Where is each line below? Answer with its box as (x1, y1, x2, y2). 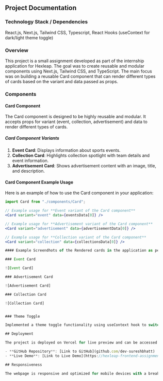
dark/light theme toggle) (5, 35, 53, 40)
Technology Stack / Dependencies (5, 18, 88, 25)
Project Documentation (5, 4, 77, 12)
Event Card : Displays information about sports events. (12, 147, 121, 153)
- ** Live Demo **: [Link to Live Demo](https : (5, 353, 98, 358)
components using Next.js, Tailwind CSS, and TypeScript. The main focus (5, 68, 152, 74)
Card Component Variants (5, 135, 60, 141)
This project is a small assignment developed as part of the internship (5, 58, 145, 64)
